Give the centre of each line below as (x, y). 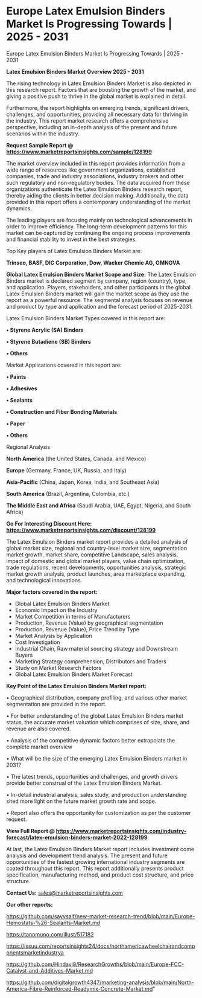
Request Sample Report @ (40, 145)
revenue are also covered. (39, 729)
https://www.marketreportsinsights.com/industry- (121, 831)
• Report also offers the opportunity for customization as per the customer (99, 813)
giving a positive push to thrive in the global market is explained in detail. (96, 96)
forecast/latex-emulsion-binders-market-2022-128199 (77, 837)
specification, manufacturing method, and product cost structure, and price (100, 875)
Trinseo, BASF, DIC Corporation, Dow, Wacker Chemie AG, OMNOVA (93, 262)
